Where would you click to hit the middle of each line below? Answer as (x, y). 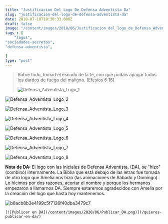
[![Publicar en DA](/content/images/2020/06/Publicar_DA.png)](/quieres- (84, 213)
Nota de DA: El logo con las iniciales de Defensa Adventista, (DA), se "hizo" (83, 167)
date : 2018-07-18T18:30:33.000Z (39, 19)
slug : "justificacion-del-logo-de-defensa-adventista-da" (67, 14)
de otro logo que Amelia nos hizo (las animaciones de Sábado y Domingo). (82, 178)
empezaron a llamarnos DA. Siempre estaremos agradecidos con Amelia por (84, 188)
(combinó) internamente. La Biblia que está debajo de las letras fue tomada (82, 172)
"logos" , (23, 38)
